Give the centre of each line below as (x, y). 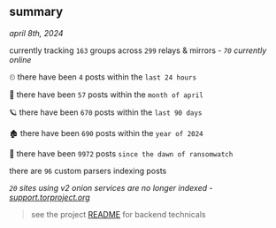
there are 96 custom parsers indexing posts (88, 171)
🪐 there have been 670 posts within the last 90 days (106, 112)
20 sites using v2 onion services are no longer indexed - (111, 187)
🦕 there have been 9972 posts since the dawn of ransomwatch (121, 153)
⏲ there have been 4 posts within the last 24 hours (103, 77)
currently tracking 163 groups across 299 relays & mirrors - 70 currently (138, 50)
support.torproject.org (50, 197)
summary (36, 12)
